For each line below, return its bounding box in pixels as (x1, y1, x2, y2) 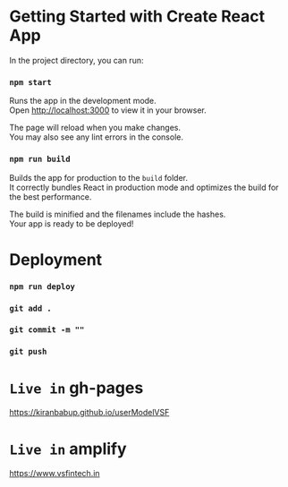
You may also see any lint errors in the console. (9, 132, 183, 142)
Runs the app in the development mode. (9, 96, 157, 107)
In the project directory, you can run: (9, 55, 144, 65)
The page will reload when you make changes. (9, 123, 182, 133)
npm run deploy (9, 281, 76, 292)
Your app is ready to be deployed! (9, 218, 134, 229)
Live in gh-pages (9, 378, 144, 397)
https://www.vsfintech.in (9, 468, 100, 479)
